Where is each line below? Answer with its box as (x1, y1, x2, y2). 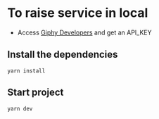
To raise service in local (7, 5, 148, 21)
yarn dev (7, 105, 33, 112)
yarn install (7, 67, 46, 75)
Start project (7, 87, 64, 99)
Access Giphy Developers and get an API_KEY (17, 28, 153, 37)
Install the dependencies (7, 49, 118, 61)
